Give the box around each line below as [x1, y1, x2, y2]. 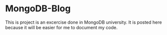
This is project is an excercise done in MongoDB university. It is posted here [5, 19, 162, 25]
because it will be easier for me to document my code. [5, 24, 118, 30]
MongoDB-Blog [5, 3, 71, 14]
